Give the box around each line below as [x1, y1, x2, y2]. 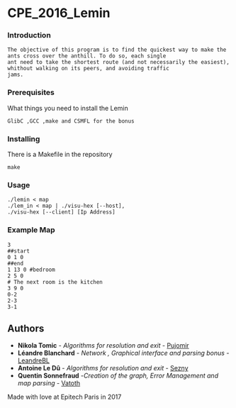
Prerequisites [7, 87, 55, 97]
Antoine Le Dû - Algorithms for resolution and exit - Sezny [17, 364, 189, 373]
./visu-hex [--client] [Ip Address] [7, 209, 116, 216]
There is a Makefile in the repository [7, 150, 113, 159]
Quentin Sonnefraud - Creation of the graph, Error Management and [17, 371, 218, 380]
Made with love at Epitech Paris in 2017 [7, 392, 122, 402]
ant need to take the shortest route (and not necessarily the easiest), [7, 59, 230, 66]
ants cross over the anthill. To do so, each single [7, 53, 167, 60]
